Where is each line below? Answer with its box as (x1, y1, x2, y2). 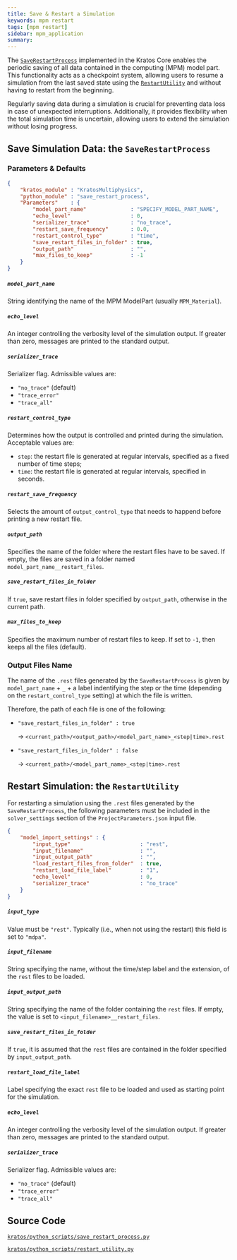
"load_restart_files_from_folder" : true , (32, 860, 162, 868)
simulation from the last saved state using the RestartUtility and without (7, 78, 221, 87)
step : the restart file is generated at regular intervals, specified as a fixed (17, 452, 229, 460)
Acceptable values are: (7, 438, 74, 447)
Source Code (7, 1215, 66, 1227)
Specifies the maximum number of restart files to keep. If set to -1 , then (7, 635, 216, 643)
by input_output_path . (7, 1052, 72, 1061)
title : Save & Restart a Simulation (7, 10, 115, 18)
